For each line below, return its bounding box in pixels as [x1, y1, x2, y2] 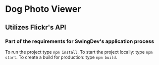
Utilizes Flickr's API [5, 23, 66, 32]
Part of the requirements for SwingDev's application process [5, 38, 155, 45]
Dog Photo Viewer [5, 3, 81, 15]
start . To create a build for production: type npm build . [5, 54, 117, 60]
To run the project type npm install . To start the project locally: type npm [5, 49, 153, 55]
